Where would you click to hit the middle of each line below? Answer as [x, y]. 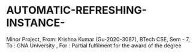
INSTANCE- [36, 23]
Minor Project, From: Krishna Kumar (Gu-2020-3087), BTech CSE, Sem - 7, [98, 39]
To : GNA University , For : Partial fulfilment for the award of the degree [94, 46]
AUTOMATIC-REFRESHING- [76, 10]
